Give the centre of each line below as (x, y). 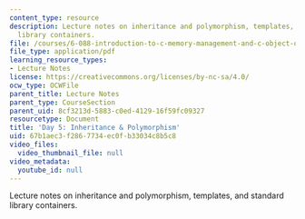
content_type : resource (54, 18)
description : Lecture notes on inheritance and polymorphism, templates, (152, 26)
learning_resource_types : (58, 60)
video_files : (34, 144)
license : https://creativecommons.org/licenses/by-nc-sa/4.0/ (129, 77)
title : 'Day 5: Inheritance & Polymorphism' (95, 128)
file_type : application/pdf (63, 52)
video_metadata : (40, 161)
